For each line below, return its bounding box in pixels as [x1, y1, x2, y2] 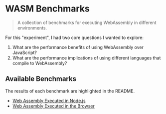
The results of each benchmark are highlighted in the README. [5, 88, 135, 94]
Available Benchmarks [5, 74, 76, 83]
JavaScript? [12, 49, 37, 55]
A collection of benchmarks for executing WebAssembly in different [17, 19, 157, 25]
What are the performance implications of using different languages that [12, 54, 161, 60]
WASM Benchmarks [5, 3, 90, 14]
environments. [17, 24, 47, 30]
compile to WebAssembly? [12, 60, 67, 66]
